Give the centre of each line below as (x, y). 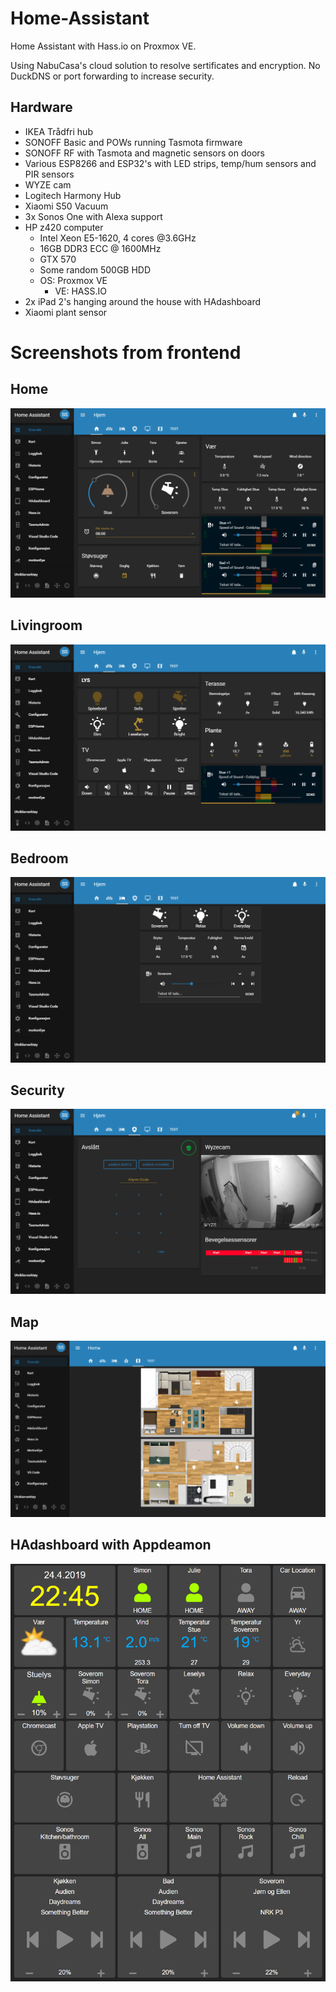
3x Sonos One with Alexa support (93, 216)
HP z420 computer (64, 227)
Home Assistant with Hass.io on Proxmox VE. (103, 46)
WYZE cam (48, 184)
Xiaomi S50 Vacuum (66, 206)
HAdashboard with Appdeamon (111, 1545)
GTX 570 (58, 259)
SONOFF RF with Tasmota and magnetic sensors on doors (144, 153)
